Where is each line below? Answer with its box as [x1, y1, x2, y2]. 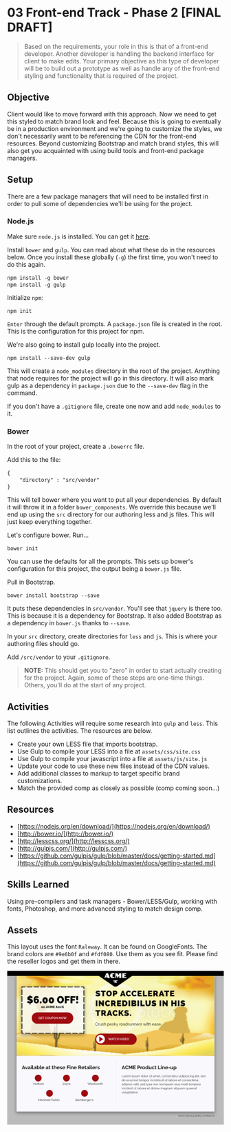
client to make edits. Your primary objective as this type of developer [23, 57, 219, 65]
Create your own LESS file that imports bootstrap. [16, 740, 158, 748]
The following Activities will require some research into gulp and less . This [7, 719, 219, 727]
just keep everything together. [7, 518, 93, 526]
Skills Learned [7, 879, 70, 891]
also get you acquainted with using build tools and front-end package [7, 146, 204, 154]
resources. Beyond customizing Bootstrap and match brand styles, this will [7, 139, 219, 148]
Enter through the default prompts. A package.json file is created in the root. [7, 319, 223, 328]
